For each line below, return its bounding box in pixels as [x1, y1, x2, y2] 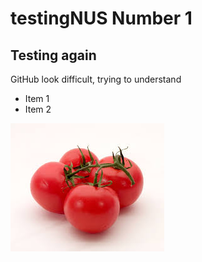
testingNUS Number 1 [10, 7, 193, 30]
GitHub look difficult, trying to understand [10, 73, 182, 85]
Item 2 [24, 103, 52, 115]
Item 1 [24, 93, 50, 104]
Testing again [10, 47, 97, 64]
